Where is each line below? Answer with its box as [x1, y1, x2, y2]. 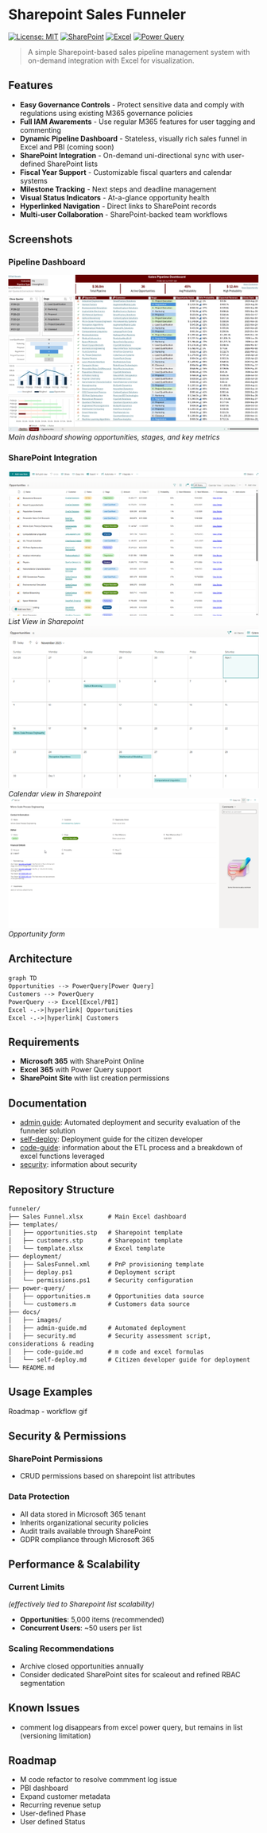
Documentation [8, 1096, 87, 1110]
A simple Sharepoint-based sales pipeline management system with [27, 47, 250, 56]
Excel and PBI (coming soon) [19, 141, 114, 152]
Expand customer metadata [19, 1792, 111, 1801]
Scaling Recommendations [8, 1643, 114, 1654]
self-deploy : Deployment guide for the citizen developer [19, 1134, 203, 1144]
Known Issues [8, 1701, 80, 1715]
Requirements [8, 1035, 79, 1048]
